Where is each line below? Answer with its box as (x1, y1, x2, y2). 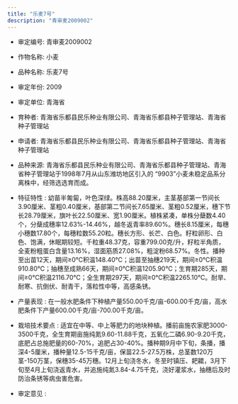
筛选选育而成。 (48, 178, 93, 186)
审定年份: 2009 (17, 82, 62, 91)
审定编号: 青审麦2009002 (17, 37, 92, 46)
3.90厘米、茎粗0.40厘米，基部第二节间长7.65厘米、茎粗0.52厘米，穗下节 (17, 202, 231, 211)
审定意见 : (17, 389, 47, 398)
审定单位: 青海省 (17, 97, 65, 106)
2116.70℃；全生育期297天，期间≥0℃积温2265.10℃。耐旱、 (52, 273, 230, 281)
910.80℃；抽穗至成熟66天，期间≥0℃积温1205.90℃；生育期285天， (17, 264, 222, 273)
